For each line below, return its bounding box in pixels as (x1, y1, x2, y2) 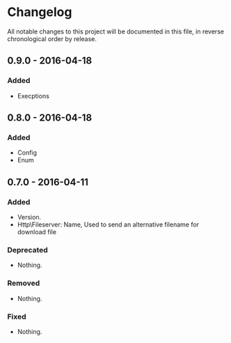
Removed (7, 278, 40, 288)
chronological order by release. (7, 34, 97, 43)
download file (17, 228, 57, 236)
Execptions (17, 91, 50, 100)
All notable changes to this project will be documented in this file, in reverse (7, 27, 225, 36)
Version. (17, 213, 42, 221)
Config (17, 148, 37, 157)
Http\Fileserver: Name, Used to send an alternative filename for (17, 220, 200, 229)
